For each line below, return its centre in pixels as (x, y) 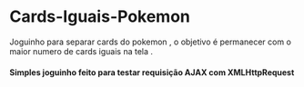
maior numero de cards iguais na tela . (81, 51)
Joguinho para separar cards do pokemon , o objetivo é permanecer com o (150, 42)
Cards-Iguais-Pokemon (100, 17)
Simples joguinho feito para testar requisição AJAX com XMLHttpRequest (152, 72)
